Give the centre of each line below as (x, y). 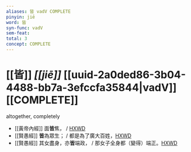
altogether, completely (33, 116)
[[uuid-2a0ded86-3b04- (124, 75)
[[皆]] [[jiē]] (34, 75)
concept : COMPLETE (28, 44)
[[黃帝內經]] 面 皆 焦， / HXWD (50, 128)
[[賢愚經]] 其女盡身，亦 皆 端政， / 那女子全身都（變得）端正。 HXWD (96, 143)
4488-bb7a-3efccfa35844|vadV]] (91, 88)
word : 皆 (16, 22)
